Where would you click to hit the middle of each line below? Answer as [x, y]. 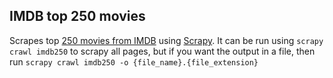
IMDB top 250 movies [77, 16]
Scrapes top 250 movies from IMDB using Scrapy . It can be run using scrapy [166, 40]
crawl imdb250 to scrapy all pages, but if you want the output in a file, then [162, 51]
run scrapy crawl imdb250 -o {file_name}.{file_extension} [134, 61]
